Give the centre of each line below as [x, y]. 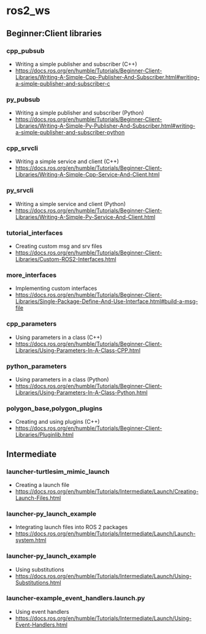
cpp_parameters [32, 324]
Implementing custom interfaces [56, 288]
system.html [31, 540]
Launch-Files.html [38, 498]
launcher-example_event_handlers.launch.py [76, 598]
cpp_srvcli [22, 148]
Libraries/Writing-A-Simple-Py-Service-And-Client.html [85, 217]
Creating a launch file [42, 484]
